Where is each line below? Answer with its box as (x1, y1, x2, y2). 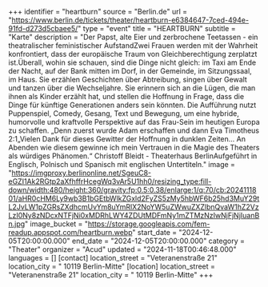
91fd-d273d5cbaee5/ (8, 24, 78, 33)
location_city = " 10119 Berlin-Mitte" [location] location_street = (8, 261, 216, 271)
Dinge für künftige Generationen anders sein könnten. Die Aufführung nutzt (8, 100, 257, 110)
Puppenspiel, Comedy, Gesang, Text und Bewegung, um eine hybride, (8, 109, 240, 118)
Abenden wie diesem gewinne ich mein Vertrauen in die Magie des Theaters (8, 143, 260, 152)
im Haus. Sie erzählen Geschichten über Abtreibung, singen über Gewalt (8, 75, 248, 84)
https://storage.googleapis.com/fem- (87, 219, 210, 229)
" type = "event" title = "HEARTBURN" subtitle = (77, 24, 236, 33)
